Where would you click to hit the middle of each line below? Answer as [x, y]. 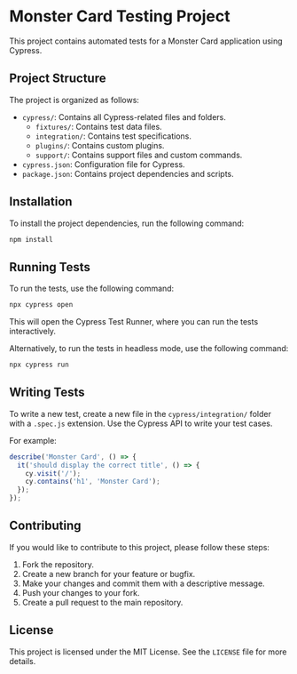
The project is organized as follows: [74, 100]
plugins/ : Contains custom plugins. [100, 145]
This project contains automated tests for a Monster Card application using [146, 41]
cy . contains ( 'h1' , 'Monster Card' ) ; [93, 482]
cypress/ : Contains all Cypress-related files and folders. [124, 116]
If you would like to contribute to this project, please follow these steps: [140, 547]
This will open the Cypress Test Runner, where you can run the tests [134, 322]
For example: [33, 440]
